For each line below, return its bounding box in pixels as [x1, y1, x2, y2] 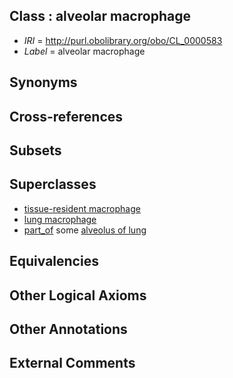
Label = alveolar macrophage [23, 45, 146, 57]
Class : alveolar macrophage [9, 8, 191, 25]
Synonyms [9, 74, 78, 91]
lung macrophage [23, 213, 97, 225]
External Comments [9, 355, 136, 372]
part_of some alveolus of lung [23, 224, 147, 236]
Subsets [9, 142, 62, 159]
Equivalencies [9, 253, 99, 270]
